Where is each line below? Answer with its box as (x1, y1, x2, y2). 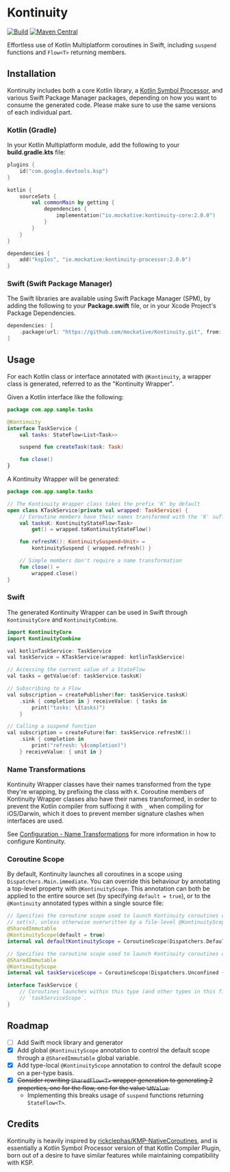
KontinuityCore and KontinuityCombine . (7, 616, 118, 624)
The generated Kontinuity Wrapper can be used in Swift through (7, 608, 188, 616)
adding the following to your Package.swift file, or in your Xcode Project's (7, 302, 217, 310)
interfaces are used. (7, 817, 64, 825)
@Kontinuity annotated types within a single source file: (7, 899, 164, 907)
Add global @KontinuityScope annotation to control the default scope (16, 1046, 210, 1054)
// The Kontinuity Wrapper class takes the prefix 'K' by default (7, 500, 201, 507)
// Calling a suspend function (7, 723, 97, 730)
